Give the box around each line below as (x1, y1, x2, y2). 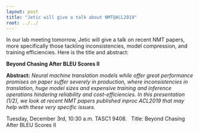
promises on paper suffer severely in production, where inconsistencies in (6, 78, 188, 85)
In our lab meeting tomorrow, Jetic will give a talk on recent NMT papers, (6, 36, 185, 44)
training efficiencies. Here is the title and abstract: (6, 49, 129, 56)
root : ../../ (6, 20, 39, 26)
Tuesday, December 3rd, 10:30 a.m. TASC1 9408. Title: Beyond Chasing (6, 115, 185, 122)
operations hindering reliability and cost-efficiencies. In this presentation (6, 91, 185, 98)
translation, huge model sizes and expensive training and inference (6, 85, 172, 92)
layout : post (6, 8, 39, 15)
